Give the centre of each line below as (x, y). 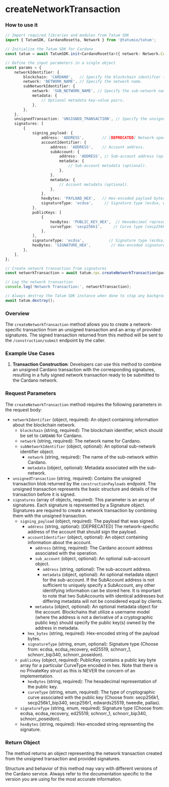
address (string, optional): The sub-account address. (97, 569)
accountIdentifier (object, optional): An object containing (88, 537)
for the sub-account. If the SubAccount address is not (98, 580)
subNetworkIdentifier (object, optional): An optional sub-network (88, 446)
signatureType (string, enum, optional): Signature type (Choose (93, 644)
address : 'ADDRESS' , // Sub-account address (107, 156)
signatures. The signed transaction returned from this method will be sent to (84, 335)
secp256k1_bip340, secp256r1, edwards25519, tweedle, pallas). (94, 703)
